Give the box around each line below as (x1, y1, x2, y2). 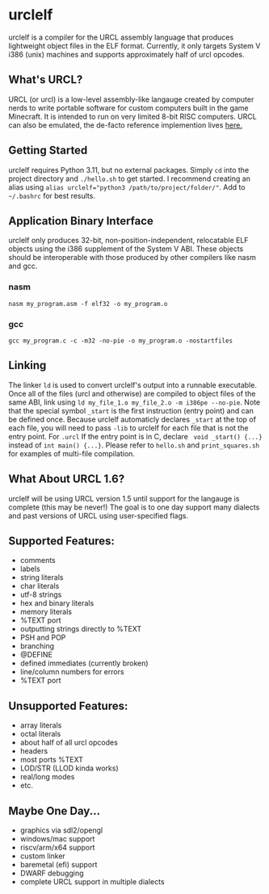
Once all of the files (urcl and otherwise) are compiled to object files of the (8, 388, 256, 398)
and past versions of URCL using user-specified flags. (8, 510, 188, 520)
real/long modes (19, 772, 75, 782)
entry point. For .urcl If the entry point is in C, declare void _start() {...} (8, 431, 263, 441)
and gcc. (8, 261, 38, 271)
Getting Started (8, 144, 88, 157)
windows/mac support (19, 834, 95, 844)
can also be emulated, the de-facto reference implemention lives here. (8, 120, 242, 130)
